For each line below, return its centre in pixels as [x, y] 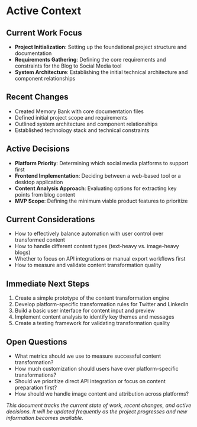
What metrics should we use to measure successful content [88, 356]
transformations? [35, 375]
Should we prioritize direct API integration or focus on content [90, 381]
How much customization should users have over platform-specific [96, 369]
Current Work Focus [44, 33]
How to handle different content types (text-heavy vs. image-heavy [97, 246]
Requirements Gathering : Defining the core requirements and [90, 60]
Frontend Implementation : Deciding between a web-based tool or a [98, 175]
